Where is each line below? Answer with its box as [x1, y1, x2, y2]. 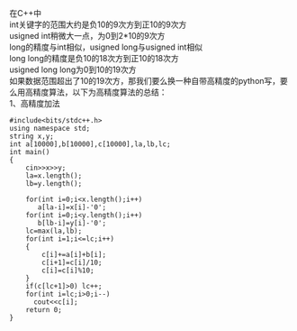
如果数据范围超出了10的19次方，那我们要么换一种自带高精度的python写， [9, 76, 281, 86]
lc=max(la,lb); [25, 226, 83, 235]
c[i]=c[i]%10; [41, 266, 94, 275]
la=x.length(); [25, 171, 83, 180]
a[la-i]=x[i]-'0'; [37, 203, 106, 212]
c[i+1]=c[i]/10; [41, 258, 103, 267]
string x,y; [9, 132, 54, 141]
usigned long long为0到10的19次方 [9, 64, 137, 75]
